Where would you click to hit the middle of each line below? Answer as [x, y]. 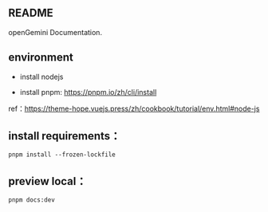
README [31, 13]
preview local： [47, 181]
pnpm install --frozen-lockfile [62, 155]
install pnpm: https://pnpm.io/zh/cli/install [88, 92]
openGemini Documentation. [55, 32]
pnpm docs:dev [32, 200]
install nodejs [41, 77]
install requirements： [65, 136]
